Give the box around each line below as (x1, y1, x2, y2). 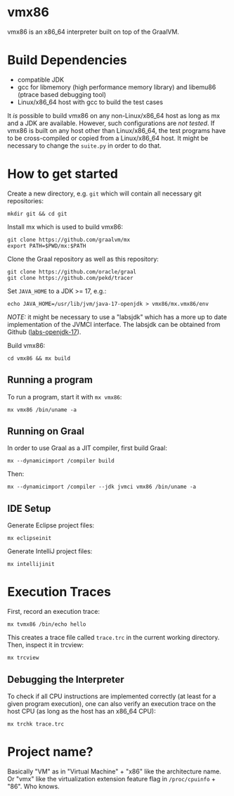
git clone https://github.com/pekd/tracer (7, 274, 134, 281)
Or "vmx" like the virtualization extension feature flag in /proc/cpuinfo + (7, 774, 216, 783)
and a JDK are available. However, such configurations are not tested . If (7, 119, 215, 127)
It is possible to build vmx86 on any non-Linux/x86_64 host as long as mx (7, 111, 220, 120)
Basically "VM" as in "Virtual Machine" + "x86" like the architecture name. (7, 767, 221, 776)
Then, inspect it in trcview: (7, 641, 84, 649)
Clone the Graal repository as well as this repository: (7, 255, 160, 263)
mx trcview (7, 655, 39, 662)
